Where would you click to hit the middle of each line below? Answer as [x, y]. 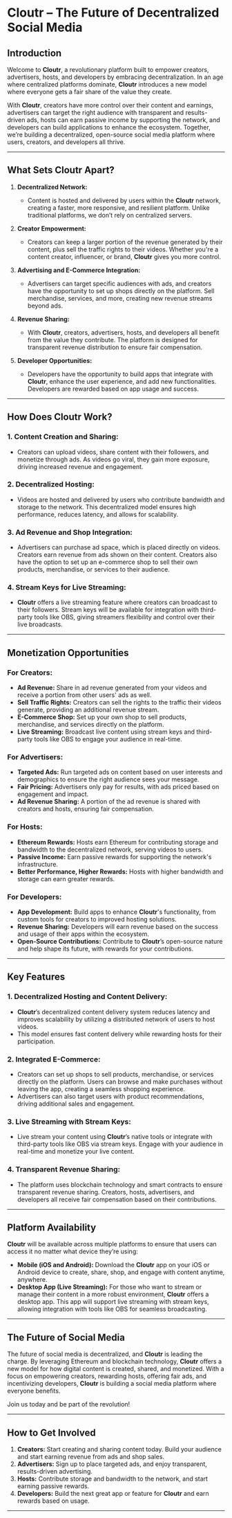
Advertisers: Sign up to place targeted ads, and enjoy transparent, [112, 1464]
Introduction [35, 53]
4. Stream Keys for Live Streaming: [67, 588]
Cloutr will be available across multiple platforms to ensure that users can [112, 1244]
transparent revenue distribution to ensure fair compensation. [115, 347]
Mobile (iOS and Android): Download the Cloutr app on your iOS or [113, 1265]
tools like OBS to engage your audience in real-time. [108, 739]
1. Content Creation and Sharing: [63, 436]
